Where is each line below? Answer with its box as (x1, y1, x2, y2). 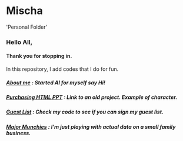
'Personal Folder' (6, 23, 48, 30)
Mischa (6, 4, 43, 18)
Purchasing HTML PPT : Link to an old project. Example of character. (6, 94, 178, 101)
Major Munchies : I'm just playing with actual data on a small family (6, 123, 176, 130)
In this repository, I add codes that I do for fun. (6, 66, 119, 73)
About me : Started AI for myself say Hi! (6, 79, 106, 86)
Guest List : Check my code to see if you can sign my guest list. (6, 108, 164, 115)
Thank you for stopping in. (6, 53, 72, 60)
